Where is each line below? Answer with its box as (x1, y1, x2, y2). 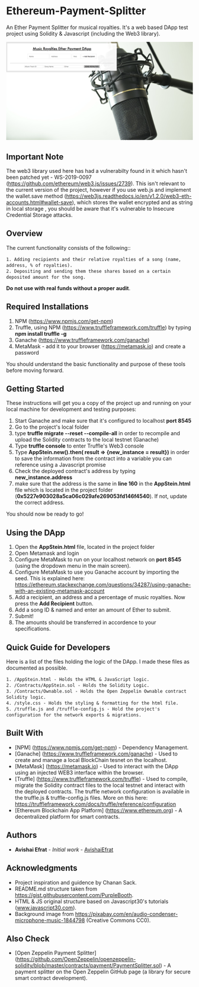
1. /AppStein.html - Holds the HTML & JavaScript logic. (6, 677, 150, 683)
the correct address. (14, 499, 65, 506)
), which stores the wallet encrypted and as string (72, 199, 193, 206)
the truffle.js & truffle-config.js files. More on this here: (14, 794, 148, 801)
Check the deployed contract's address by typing (14, 468, 136, 475)
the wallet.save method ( (6, 192, 66, 200)
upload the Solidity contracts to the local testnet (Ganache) (14, 436, 159, 443)
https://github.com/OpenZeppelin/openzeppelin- (17, 956, 136, 963)
